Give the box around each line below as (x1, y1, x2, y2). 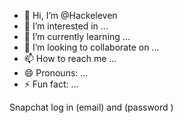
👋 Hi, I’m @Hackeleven (23, 10, 118, 21)
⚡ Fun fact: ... (23, 78, 79, 90)
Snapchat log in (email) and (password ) (9, 101, 174, 113)
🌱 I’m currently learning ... (23, 31, 131, 42)
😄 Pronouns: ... (23, 67, 89, 79)
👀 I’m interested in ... (23, 20, 109, 32)
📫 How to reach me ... (23, 53, 117, 64)
